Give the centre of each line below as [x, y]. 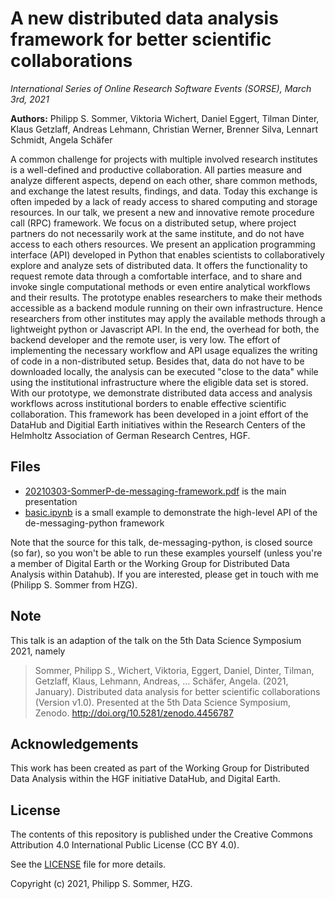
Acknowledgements [74, 743]
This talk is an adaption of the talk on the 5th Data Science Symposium [156, 640]
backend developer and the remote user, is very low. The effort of [145, 339]
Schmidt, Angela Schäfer [61, 139]
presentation [51, 501]
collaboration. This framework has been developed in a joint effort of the [159, 414]
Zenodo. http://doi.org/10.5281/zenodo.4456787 [134, 713]
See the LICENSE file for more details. [88, 864]
